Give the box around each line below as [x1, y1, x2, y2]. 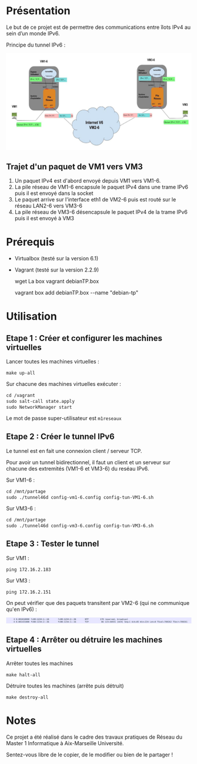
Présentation [6, 4, 71, 18]
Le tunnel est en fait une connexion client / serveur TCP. [6, 447, 142, 454]
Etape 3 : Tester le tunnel [6, 539, 99, 549]
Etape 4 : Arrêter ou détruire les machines [6, 635, 163, 645]
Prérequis [6, 236, 55, 249]
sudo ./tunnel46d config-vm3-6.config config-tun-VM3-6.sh [6, 522, 154, 528]
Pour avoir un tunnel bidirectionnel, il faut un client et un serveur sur [6, 458, 171, 466]
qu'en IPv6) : [6, 606, 37, 613]
